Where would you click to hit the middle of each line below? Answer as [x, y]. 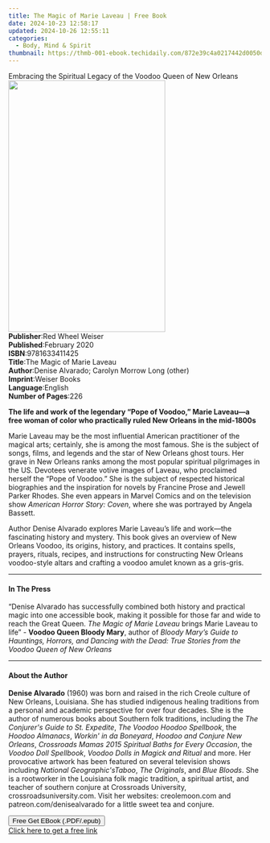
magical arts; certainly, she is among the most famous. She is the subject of [134, 444]
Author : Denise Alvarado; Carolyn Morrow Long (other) [99, 370]
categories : [28, 38]
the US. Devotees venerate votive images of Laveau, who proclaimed [123, 470]
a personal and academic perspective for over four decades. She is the [126, 710]
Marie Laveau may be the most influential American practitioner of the [124, 436]
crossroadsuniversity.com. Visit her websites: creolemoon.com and [120, 796]
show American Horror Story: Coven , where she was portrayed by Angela [130, 504]
